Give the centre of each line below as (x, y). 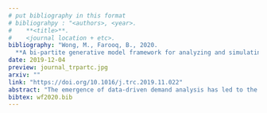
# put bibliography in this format (67, 16)
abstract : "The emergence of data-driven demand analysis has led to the (133, 90)
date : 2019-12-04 (37, 60)
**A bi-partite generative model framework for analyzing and (120, 53)
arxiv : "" (25, 75)
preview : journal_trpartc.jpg (58, 68)
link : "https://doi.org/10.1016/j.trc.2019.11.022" (95, 82)
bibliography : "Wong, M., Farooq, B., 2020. (83, 45)
